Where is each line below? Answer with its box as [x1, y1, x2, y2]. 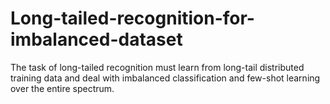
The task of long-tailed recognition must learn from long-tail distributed [10, 61, 305, 73]
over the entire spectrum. [10, 82, 115, 94]
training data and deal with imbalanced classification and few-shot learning [10, 72, 321, 84]
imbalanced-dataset [10, 28, 183, 51]
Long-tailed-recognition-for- [10, 7, 255, 30]
